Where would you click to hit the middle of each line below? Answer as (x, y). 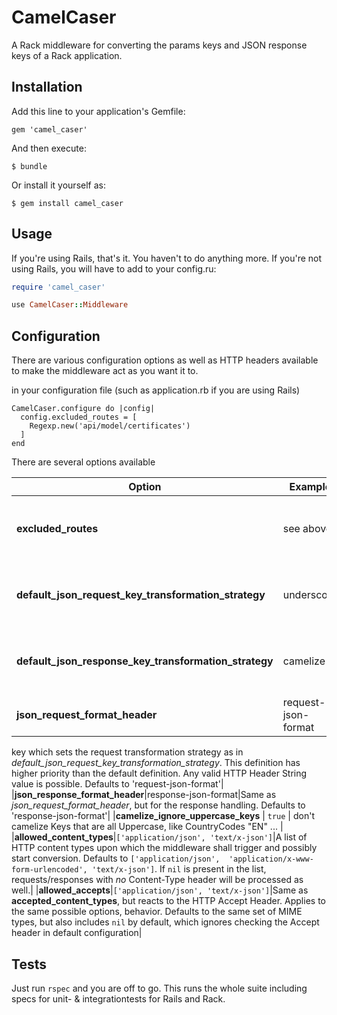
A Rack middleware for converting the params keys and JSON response (159, 45)
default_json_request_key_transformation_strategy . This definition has (156, 763)
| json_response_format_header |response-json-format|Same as (144, 795)
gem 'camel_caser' (49, 129)
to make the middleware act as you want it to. (105, 371)
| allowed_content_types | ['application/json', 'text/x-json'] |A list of (159, 837)
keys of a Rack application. (67, 55)
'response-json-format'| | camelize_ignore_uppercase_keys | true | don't (163, 816)
